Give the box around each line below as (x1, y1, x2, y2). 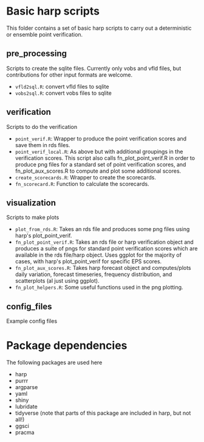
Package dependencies (6, 339, 127, 353)
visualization (6, 198, 56, 208)
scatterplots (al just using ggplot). (15, 277, 100, 285)
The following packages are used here (6, 359, 103, 366)
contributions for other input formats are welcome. (6, 71, 133, 78)
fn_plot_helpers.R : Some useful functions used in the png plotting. (15, 284, 183, 291)
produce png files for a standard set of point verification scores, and (15, 161, 186, 168)
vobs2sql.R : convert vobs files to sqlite (15, 89, 112, 97)
